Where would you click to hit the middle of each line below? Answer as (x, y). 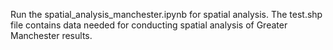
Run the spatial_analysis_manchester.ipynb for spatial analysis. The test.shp (166, 14)
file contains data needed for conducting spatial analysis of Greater (149, 25)
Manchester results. (51, 35)
